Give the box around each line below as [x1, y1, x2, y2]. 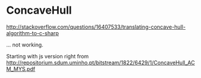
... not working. [6, 41, 44, 48]
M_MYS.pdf [6, 65, 35, 72]
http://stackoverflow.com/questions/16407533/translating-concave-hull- [6, 23, 186, 30]
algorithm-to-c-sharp [6, 29, 59, 36]
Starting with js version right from [6, 52, 89, 60]
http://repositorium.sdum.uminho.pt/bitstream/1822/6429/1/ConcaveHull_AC [6, 59, 195, 66]
